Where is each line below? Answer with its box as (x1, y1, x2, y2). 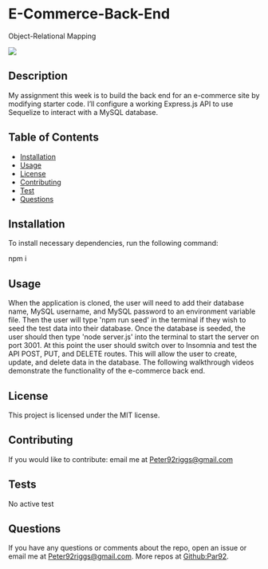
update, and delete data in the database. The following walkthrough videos (8, 358, 254, 367)
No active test (8, 499, 54, 508)
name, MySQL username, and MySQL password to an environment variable (8, 306, 256, 316)
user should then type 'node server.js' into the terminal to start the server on (8, 332, 259, 342)
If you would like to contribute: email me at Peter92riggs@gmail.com (8, 454, 234, 464)
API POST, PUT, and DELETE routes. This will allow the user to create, (8, 349, 238, 359)
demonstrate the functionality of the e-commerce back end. (8, 366, 206, 376)
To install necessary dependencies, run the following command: (8, 239, 219, 248)
